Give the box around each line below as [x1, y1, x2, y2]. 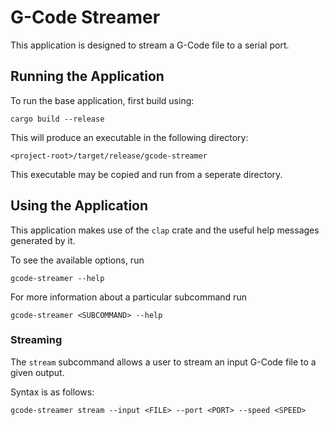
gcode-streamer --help [10, 273, 105, 283]
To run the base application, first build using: [10, 94, 195, 106]
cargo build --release [10, 114, 105, 124]
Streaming [10, 333, 63, 347]
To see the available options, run [10, 254, 145, 266]
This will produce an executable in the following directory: [10, 131, 249, 143]
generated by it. [10, 234, 76, 246]
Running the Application [10, 68, 165, 85]
